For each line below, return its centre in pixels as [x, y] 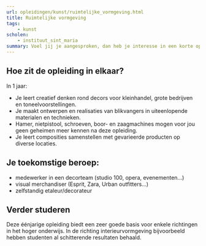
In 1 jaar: [17, 86]
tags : [13, 23]
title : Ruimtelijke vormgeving [46, 18]
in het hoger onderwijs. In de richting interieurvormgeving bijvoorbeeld [96, 231]
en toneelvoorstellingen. [46, 104]
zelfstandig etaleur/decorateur [54, 190]
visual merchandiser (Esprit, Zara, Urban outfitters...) [82, 184]
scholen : [17, 35]
